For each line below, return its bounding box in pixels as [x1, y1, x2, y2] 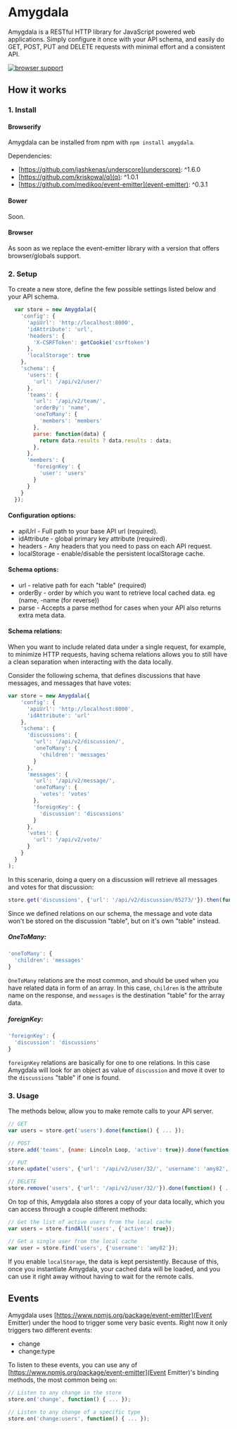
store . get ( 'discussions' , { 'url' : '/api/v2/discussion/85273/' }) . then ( [8, 896, 222, 903]
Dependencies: [8, 152, 52, 160]
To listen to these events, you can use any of [8, 1361, 138, 1369]
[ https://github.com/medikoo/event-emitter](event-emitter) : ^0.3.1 [18, 180, 208, 189]
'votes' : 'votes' [39, 791, 91, 798]
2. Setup [8, 269, 38, 279]
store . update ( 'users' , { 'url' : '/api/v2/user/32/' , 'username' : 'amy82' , [8, 1166, 229, 1173]
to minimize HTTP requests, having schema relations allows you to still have [8, 650, 228, 659]
